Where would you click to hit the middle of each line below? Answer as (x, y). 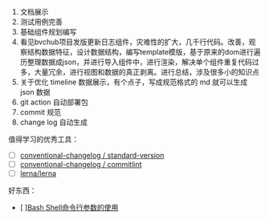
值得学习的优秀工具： (43, 139)
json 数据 (35, 92)
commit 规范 (41, 112)
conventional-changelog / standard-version (92, 155)
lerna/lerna (38, 173)
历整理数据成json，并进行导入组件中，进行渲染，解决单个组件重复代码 (136, 62)
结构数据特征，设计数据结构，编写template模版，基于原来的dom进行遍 (144, 52)
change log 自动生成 (54, 122)
